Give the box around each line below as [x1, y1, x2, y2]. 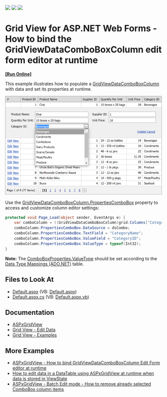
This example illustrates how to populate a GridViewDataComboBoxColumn [5, 80, 160, 87]
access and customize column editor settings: [5, 204, 99, 210]
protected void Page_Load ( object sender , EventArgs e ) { [5, 215, 126, 220]
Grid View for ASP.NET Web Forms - [5, 23, 158, 34]
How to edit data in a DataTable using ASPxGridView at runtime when [12, 371, 154, 377]
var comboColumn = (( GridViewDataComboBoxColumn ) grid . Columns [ [14, 220, 148, 225]
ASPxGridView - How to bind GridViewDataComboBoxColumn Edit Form [12, 360, 160, 366]
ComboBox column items [12, 387, 64, 393]
